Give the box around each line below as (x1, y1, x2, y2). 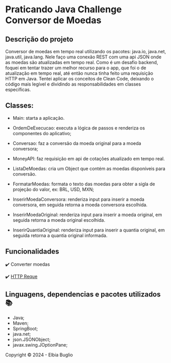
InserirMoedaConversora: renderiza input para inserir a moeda (12, 196, 144, 202)
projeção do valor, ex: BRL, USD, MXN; (12, 186, 94, 193)
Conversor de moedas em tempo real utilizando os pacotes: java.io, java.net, (5, 49, 166, 54)
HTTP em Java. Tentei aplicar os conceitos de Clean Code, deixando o (5, 76, 154, 81)
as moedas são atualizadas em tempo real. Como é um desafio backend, (5, 59, 158, 65)
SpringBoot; (12, 326, 38, 332)
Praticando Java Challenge (5, 4, 122, 15)
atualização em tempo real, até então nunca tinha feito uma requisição (5, 70, 153, 76)
